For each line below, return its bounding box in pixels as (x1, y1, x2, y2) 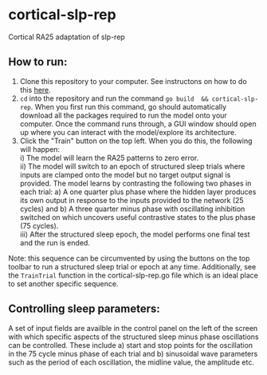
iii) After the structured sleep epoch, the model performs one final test (19, 229, 250, 239)
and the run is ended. (19, 237, 90, 247)
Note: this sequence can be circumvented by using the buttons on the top (8, 253, 250, 263)
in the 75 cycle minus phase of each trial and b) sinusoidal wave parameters (8, 349, 258, 358)
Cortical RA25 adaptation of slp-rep (8, 32, 125, 42)
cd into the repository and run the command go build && (19, 94, 209, 103)
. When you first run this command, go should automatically (30, 102, 227, 111)
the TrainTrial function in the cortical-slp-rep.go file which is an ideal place (8, 270, 259, 280)
